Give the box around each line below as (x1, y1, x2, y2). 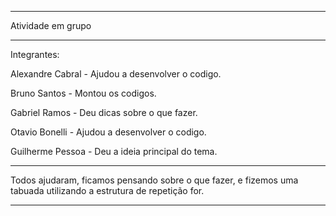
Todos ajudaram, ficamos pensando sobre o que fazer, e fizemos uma (10, 174, 299, 186)
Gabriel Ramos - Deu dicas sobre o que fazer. (10, 107, 198, 118)
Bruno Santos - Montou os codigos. (10, 87, 157, 99)
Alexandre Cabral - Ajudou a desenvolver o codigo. (10, 68, 222, 80)
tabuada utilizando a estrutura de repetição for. (10, 185, 205, 196)
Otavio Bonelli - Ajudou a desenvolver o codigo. (10, 126, 207, 138)
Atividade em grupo (10, 20, 92, 31)
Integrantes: (10, 49, 60, 60)
